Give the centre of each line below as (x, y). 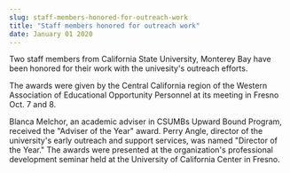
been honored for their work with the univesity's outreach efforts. (129, 68)
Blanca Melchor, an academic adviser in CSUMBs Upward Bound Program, (145, 122)
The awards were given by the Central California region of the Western (138, 86)
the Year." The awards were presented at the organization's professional (141, 150)
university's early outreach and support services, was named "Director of (143, 141)
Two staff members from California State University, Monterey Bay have (141, 59)
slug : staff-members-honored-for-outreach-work (99, 17)
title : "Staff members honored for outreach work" (105, 26)
